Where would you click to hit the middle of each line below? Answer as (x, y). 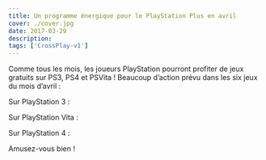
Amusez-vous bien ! (42, 149)
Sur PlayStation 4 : (39, 133)
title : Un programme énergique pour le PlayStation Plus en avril (122, 16)
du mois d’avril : (35, 86)
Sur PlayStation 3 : (39, 102)
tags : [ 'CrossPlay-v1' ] (49, 46)
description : (30, 38)
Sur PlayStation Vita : (43, 117)
